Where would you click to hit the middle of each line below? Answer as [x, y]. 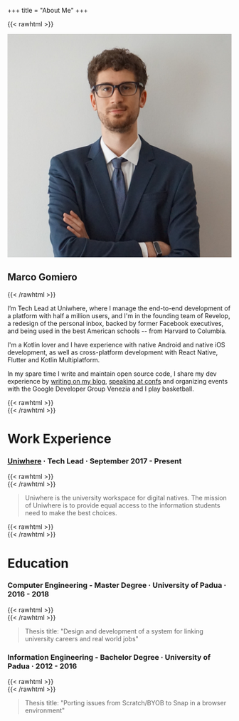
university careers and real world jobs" [81, 638]
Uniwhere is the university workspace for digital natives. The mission [126, 498]
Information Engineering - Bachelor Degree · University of [109, 657]
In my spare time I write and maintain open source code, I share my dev [112, 374]
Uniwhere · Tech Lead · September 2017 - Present [95, 461]
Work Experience [59, 439]
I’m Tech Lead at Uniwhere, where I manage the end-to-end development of [119, 308]
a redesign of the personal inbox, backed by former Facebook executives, [116, 323]
